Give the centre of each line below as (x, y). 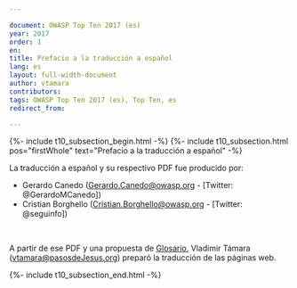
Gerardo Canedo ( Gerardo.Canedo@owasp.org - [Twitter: (128, 185)
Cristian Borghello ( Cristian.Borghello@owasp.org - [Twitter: (132, 204)
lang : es (25, 67)
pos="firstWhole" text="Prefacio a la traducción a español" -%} (126, 151)
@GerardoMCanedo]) (62, 195)
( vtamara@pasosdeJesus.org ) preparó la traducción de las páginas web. (143, 258)
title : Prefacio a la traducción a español (91, 59)
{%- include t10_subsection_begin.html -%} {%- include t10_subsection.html (149, 141)
